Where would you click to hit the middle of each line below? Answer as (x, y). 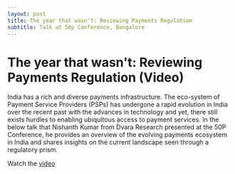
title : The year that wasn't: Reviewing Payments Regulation (100, 21)
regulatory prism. (33, 150)
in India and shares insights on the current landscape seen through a (108, 142)
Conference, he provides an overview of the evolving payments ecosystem (117, 135)
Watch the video (31, 163)
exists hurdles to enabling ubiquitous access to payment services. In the (113, 120)
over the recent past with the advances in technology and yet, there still (113, 112)
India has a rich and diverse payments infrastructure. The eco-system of (114, 97)
